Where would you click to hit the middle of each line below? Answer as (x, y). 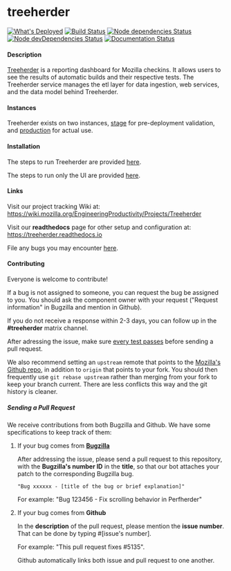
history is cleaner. (33, 391)
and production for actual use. (50, 130)
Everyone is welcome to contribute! (58, 279)
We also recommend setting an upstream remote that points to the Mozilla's (114, 362)
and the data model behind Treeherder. (63, 92)
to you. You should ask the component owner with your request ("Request (113, 300)
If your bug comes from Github (62, 512)
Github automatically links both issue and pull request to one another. (116, 560)
